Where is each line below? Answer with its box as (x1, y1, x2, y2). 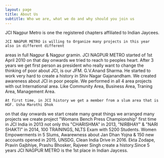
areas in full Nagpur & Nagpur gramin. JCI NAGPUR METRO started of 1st (5, 52, 153, 58)
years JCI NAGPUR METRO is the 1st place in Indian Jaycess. (5, 148, 128, 154)
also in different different (5, 44, 65, 49)
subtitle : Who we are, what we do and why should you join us (5, 16, 135, 21)
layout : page (5, 7, 32, 12)
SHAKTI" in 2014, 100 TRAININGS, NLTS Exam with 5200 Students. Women (5, 127, 157, 132)
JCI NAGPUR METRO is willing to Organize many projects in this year (5, 39, 150, 44)
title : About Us (5, 12, 38, 17)
